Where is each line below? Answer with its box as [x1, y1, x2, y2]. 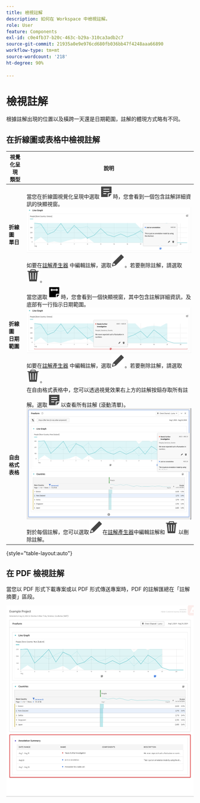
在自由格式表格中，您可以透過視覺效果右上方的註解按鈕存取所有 [26, 386, 183, 393]
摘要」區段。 [6, 593, 37, 600]
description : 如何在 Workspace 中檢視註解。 [6, 16, 110, 22]
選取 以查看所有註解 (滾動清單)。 [36, 401, 129, 408]
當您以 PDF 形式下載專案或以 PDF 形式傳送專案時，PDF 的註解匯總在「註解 [6, 585, 190, 592]
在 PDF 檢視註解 [6, 568, 65, 579]
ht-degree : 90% [6, 60, 44, 66]
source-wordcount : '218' [6, 54, 68, 60]
